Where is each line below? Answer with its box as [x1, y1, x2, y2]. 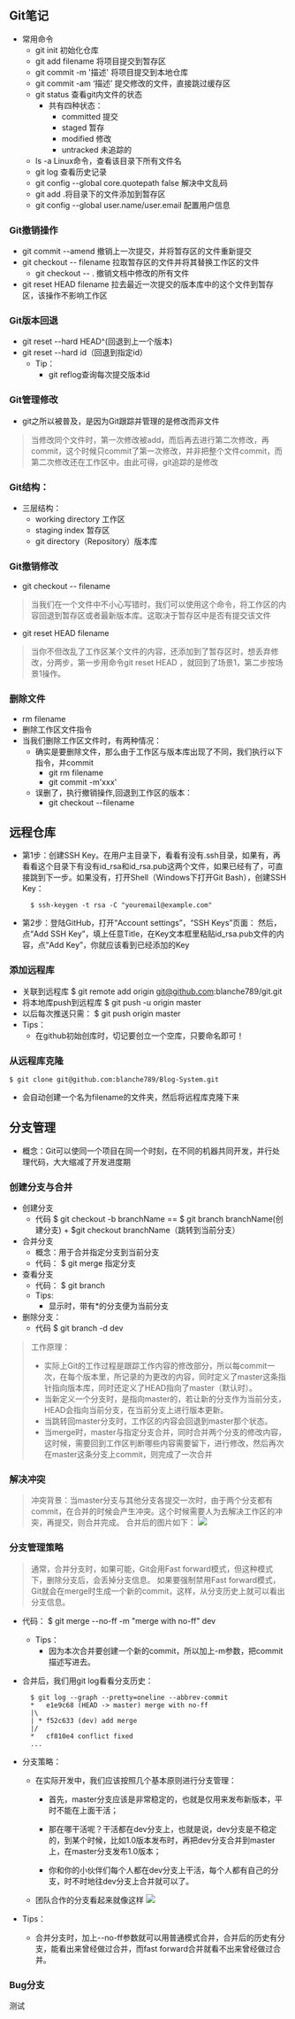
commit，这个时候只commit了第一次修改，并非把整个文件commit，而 [30, 446, 283, 456]
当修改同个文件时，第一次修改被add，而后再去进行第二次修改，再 [30, 434, 269, 445]
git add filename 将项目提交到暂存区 [34, 56, 166, 66]
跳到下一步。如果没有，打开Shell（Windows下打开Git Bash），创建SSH [29, 872, 287, 883]
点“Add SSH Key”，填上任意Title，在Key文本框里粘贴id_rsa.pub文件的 [21, 928, 276, 939]
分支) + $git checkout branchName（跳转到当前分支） [42, 1225, 240, 1236]
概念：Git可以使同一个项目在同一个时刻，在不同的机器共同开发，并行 [21, 1145, 273, 1156]
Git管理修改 [9, 393, 59, 406]
